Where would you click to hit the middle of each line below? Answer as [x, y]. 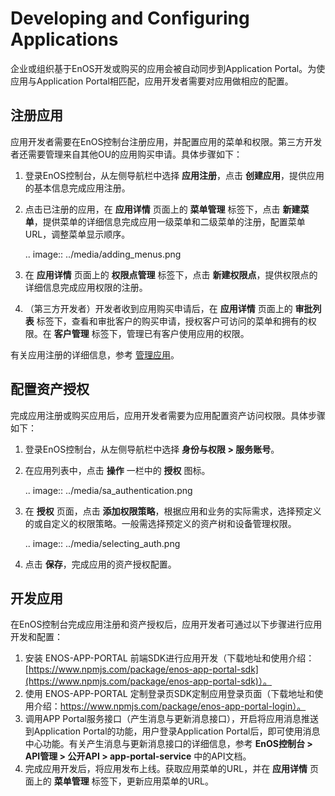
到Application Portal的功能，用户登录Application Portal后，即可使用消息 [172, 731]
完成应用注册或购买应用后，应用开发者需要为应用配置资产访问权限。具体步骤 [168, 415]
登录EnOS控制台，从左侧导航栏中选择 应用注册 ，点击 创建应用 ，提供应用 [174, 175]
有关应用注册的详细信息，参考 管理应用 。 [95, 354]
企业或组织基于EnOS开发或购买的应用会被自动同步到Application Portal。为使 [168, 68]
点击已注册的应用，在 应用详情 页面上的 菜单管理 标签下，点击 [152, 209]
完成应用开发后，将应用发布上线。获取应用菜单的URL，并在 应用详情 [166, 769]
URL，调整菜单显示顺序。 [77, 234]
